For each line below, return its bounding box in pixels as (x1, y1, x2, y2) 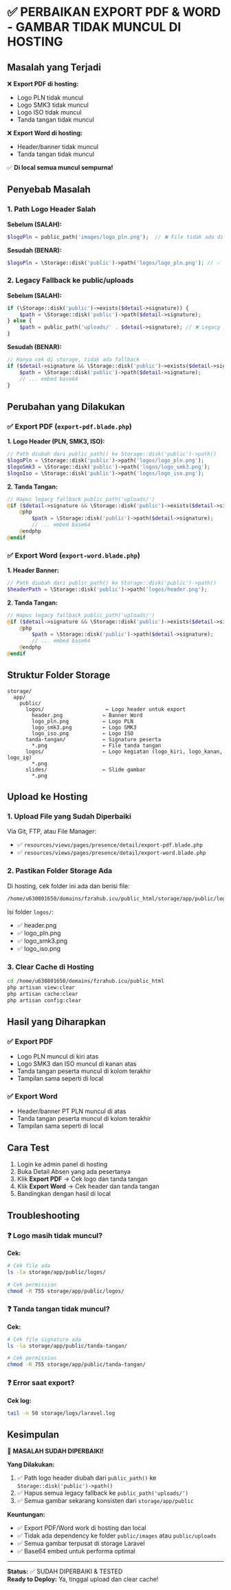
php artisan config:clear (7, 997, 81, 1004)
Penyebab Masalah (7, 184, 91, 195)
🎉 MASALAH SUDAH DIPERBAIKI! (7, 1447, 104, 1455)
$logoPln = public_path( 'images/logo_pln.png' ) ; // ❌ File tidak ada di (7, 233, 224, 240)
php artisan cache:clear (7, 990, 78, 997)
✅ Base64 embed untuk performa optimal (16, 1547, 135, 1555)
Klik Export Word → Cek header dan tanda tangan (16, 1182, 159, 1190)
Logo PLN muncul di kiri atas (16, 1052, 99, 1061)
